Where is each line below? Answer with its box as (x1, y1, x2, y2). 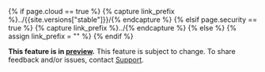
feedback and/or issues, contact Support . (8, 55, 144, 64)
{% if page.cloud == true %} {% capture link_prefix (8, 7, 176, 16)
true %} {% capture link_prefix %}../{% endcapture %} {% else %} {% (8, 23, 237, 32)
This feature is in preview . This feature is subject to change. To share (8, 47, 236, 56)
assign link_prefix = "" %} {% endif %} (8, 31, 134, 41)
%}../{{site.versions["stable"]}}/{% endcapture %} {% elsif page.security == (8, 15, 258, 24)
